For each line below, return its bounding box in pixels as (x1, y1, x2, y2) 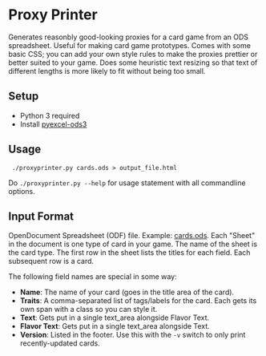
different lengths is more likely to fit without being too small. (8, 66, 206, 75)
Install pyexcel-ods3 (19, 119, 87, 129)
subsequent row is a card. (8, 257, 95, 266)
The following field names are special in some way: (8, 272, 178, 281)
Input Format (8, 209, 75, 223)
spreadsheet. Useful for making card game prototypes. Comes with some (8, 40, 251, 50)
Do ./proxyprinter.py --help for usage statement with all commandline (8, 178, 246, 188)
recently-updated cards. (19, 338, 100, 348)
